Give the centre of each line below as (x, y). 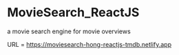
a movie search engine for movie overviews (69, 31)
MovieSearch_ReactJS (73, 13)
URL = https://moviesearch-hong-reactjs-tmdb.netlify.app (89, 44)
